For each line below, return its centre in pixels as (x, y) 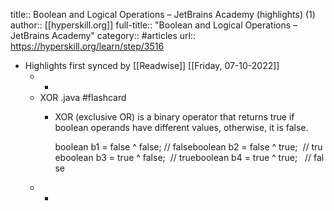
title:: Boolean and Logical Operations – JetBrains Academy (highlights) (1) (163, 14)
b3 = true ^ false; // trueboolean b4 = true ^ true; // (203, 157)
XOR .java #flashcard (83, 97)
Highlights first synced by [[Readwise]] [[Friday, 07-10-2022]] (152, 65)
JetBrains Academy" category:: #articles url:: (103, 35)
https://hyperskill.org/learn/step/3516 (87, 46)
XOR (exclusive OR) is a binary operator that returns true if (174, 117)
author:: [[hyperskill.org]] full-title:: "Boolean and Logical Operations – (154, 25)
